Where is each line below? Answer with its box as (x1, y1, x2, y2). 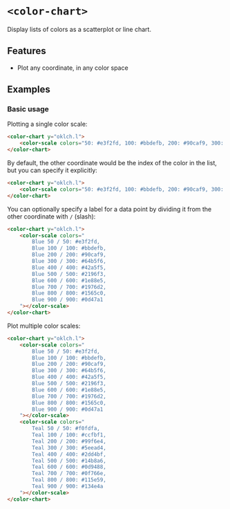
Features (7, 45, 46, 57)
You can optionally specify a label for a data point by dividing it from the (7, 205, 212, 213)
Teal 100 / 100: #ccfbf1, (32, 432, 107, 438)
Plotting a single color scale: (7, 120, 88, 129)
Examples (7, 84, 50, 95)
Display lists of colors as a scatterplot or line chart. (7, 25, 152, 33)
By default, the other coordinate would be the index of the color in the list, (7, 159, 218, 167)
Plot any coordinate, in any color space (17, 64, 129, 72)
